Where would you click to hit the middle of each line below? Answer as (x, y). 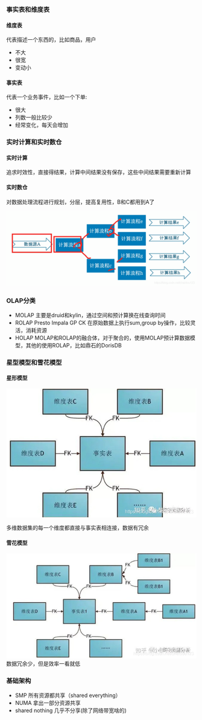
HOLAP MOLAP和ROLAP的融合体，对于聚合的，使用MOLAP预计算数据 (103, 338)
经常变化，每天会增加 (41, 125)
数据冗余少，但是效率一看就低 (43, 664)
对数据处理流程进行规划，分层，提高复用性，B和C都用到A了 (80, 202)
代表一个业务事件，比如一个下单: (47, 97)
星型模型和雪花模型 (34, 362)
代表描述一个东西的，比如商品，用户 (51, 40)
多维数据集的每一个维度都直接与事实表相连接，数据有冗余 (77, 527)
